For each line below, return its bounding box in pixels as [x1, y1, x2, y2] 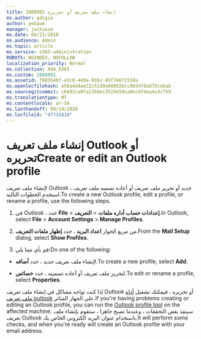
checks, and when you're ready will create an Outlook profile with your [6, 321, 185, 328]
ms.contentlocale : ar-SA [6, 100, 70, 106]
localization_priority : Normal [6, 60, 86, 66]
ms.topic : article [6, 44, 53, 50]
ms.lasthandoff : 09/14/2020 [6, 105, 78, 112]
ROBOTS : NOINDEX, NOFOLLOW [6, 55, 75, 61]
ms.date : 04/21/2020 [6, 32, 59, 38]
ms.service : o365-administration [6, 49, 92, 55]
